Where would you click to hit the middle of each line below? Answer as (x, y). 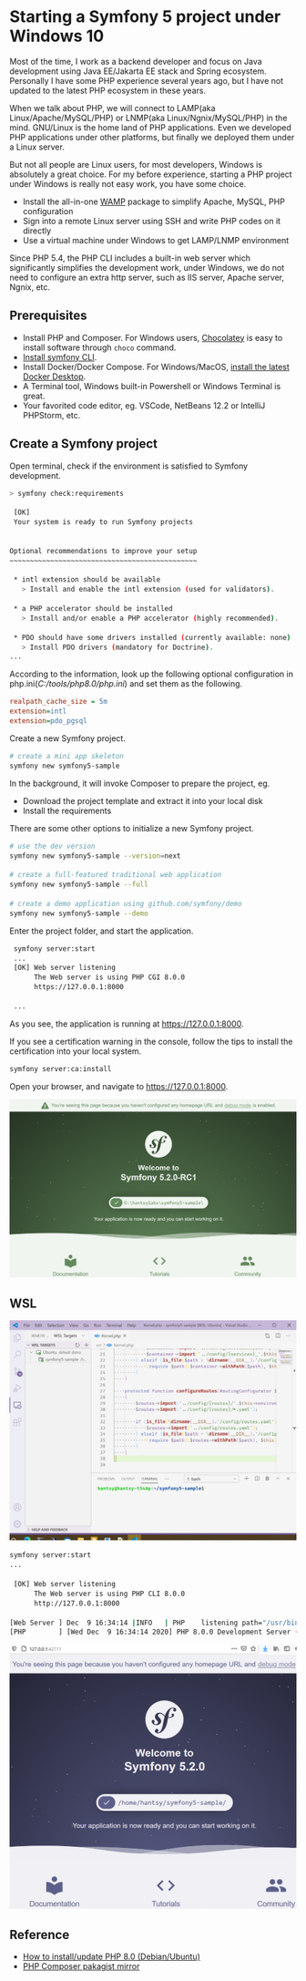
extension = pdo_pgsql (49, 721)
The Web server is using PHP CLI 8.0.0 (109, 1594)
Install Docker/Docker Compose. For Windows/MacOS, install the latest (156, 366)
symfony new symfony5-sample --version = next (95, 856)
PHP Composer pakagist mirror (81, 1966)
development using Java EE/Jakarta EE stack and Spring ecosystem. (138, 71)
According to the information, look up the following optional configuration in (152, 674)
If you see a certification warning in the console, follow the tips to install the (151, 1041)
